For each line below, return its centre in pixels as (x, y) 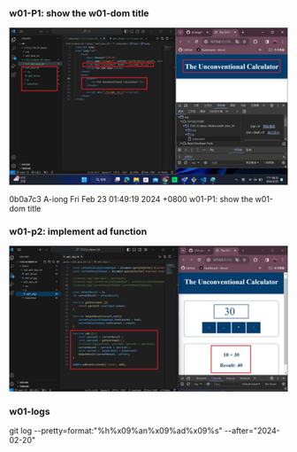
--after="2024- (252, 431)
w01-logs (30, 411)
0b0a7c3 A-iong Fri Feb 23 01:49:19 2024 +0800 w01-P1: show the (131, 199)
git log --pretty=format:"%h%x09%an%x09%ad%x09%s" (116, 431)
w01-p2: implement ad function (78, 231)
